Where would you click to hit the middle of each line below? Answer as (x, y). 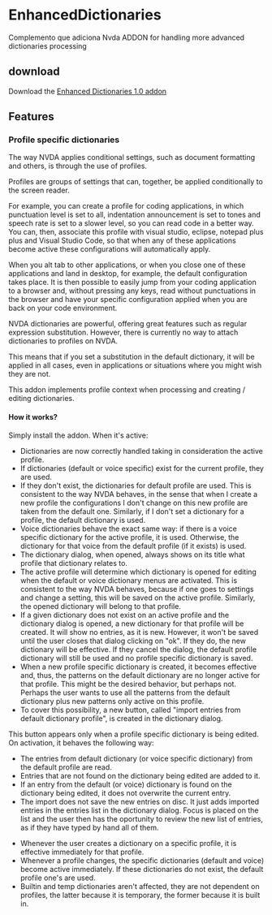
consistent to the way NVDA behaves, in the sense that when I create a (139, 494)
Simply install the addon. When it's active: (78, 435)
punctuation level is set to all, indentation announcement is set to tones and (135, 215)
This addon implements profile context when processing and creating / (127, 390)
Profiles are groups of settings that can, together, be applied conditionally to (136, 182)
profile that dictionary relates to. (74, 563)
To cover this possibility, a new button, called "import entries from (130, 710)
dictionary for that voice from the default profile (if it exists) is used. (133, 546)
